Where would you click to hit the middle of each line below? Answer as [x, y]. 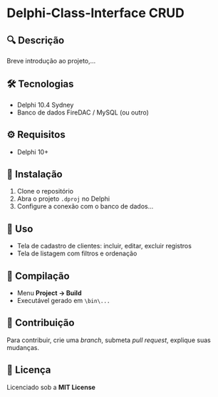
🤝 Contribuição [41, 323]
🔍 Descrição [36, 40]
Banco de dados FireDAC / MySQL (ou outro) [83, 112]
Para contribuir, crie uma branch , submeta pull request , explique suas [109, 340]
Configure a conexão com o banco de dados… [85, 206]
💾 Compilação [38, 276]
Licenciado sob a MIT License [51, 387]
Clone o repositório [45, 191]
